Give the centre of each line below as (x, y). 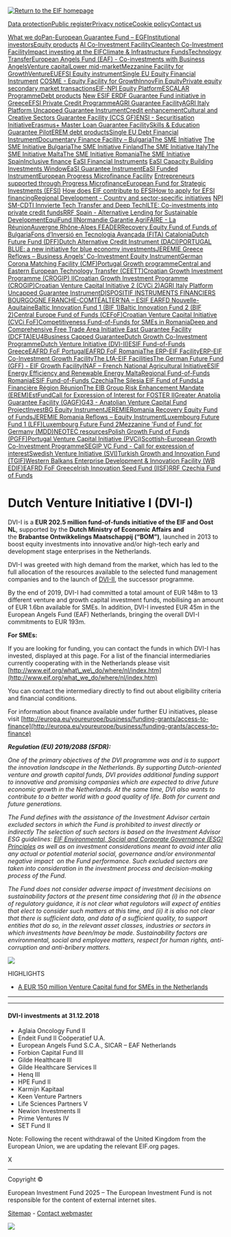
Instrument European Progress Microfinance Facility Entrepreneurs (101, 176)
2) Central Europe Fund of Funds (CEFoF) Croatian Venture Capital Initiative (112, 315)
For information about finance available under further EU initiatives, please (113, 711)
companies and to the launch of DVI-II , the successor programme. (101, 579)
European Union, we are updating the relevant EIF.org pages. (94, 1146)
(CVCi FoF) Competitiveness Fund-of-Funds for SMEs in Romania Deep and (113, 322)
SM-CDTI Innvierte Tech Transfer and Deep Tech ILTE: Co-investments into (113, 205)
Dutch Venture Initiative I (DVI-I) (101, 503)
